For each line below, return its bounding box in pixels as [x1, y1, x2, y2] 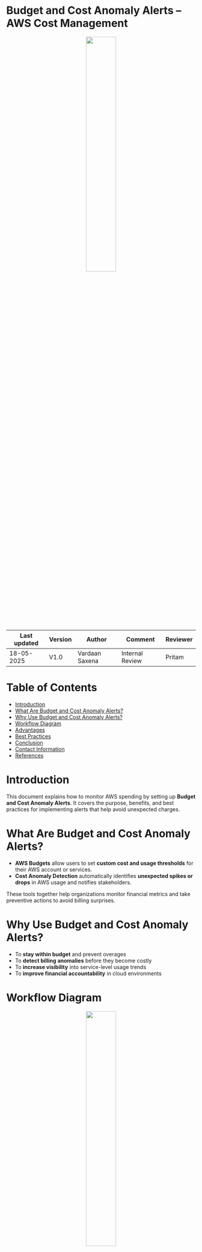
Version [49, 635, 72, 643]
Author [86, 635, 107, 643]
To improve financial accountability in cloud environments [14, 970, 162, 977]
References [14, 752, 44, 759]
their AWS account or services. [14, 865, 92, 873]
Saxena [77, 656, 99, 665]
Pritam [165, 653, 185, 661]
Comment [126, 635, 155, 643]
